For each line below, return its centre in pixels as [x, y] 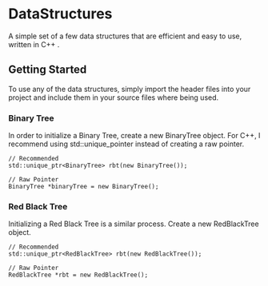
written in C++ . [34, 44]
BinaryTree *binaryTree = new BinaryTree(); [84, 187]
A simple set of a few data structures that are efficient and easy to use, [125, 36]
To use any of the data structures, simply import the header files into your [130, 89]
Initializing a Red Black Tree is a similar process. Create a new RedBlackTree [134, 224]
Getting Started [48, 70]
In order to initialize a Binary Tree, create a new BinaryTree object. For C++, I [134, 136]
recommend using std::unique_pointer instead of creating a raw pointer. [126, 144]
